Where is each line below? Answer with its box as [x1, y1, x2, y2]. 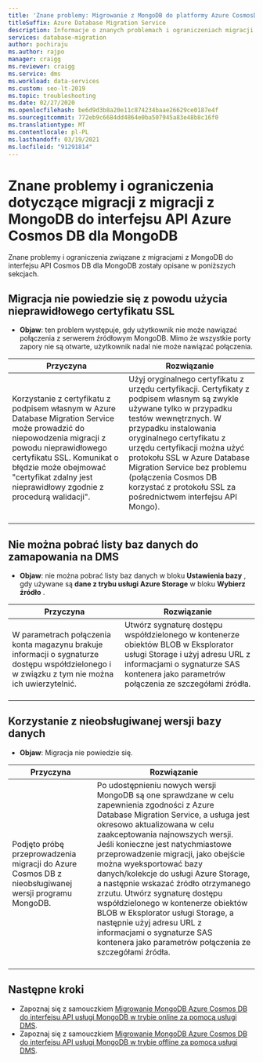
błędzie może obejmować [12, 462, 106, 473]
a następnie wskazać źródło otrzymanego [96, 878, 251, 889]
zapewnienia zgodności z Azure [96, 799, 214, 810]
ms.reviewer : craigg [8, 63, 76, 71]
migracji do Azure [12, 858, 77, 869]
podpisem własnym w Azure [12, 403, 116, 414]
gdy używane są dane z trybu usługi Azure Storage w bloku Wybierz [19, 578, 246, 589]
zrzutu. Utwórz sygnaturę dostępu [96, 888, 223, 899]
